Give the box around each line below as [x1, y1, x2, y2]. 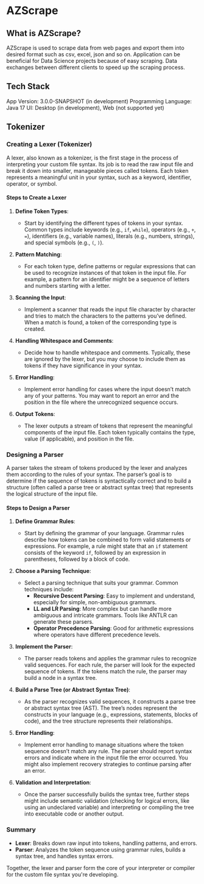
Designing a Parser [6, 450, 64, 459]
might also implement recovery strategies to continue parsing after [24, 761, 192, 768]
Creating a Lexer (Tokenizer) [6, 140, 93, 148]
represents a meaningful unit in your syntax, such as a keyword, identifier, [6, 174, 192, 181]
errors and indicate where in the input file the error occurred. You [24, 754, 189, 761]
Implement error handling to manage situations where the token [24, 741, 184, 748]
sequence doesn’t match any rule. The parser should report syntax [24, 748, 192, 755]
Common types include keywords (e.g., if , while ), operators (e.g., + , [24, 225, 196, 233]
